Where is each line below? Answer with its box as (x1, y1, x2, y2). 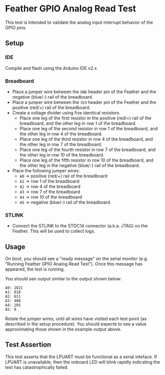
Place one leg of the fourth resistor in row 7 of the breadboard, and (19, 147, 156, 153)
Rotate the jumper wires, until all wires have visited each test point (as (5, 316, 147, 322)
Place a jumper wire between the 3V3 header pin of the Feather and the (12, 99, 157, 105)
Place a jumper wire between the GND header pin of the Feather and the (12, 89, 157, 95)
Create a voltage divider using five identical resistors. (12, 109, 121, 115)
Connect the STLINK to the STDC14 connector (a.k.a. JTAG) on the (12, 223, 148, 229)
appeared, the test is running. (5, 266, 65, 272)
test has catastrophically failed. (5, 364, 69, 370)
